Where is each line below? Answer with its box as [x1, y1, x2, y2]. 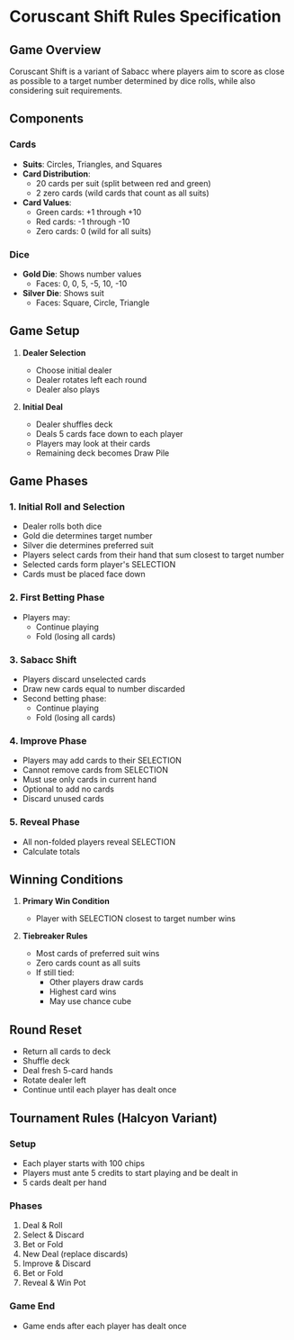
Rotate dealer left [22, 1074, 87, 1086]
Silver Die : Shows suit [22, 287, 105, 298]
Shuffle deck [22, 1055, 70, 1066]
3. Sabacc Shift [9, 653, 77, 665]
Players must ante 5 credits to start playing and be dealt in [22, 1167, 238, 1178]
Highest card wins [49, 986, 117, 997]
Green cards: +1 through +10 [35, 206, 142, 217]
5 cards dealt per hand [22, 1177, 107, 1188]
